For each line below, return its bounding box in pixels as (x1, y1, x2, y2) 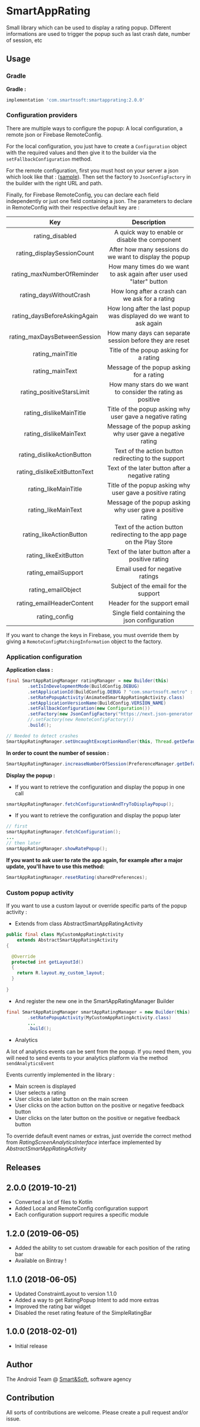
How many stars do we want (109, 380, 189, 389)
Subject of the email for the (111, 582, 187, 590)
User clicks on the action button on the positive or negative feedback (14, 1102, 185, 1109)
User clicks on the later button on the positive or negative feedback (14, 1115, 180, 1122)
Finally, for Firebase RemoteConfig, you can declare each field (6, 191, 160, 198)
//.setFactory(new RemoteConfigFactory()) (27, 716, 135, 723)
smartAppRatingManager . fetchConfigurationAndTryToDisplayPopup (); (6, 801, 174, 807)
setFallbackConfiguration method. (6, 155, 92, 162)
